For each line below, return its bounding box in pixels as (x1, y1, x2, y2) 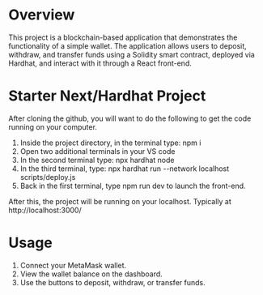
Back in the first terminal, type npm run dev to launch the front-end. (19, 181, 246, 190)
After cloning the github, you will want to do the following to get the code (8, 113, 252, 123)
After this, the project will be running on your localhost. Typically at (8, 196, 232, 206)
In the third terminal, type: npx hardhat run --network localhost (19, 164, 230, 173)
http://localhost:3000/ (8, 205, 83, 215)
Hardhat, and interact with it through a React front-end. (8, 58, 192, 68)
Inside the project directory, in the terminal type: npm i (19, 138, 201, 147)
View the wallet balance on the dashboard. (19, 269, 163, 279)
